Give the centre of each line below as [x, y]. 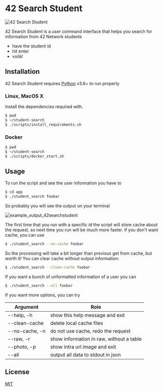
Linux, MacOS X [24, 96]
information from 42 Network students [44, 37]
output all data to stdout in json [86, 354]
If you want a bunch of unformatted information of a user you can [71, 277]
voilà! [18, 56]
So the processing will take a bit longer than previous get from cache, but [79, 253]
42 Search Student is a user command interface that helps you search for [79, 31]
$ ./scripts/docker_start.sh [35, 156]
